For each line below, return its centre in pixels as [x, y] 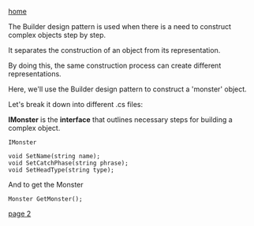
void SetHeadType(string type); [61, 170]
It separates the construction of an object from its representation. [114, 50]
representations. [35, 74]
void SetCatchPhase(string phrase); [68, 163]
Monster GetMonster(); [45, 199]
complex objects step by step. [57, 35]
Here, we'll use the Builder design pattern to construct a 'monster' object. [127, 89]
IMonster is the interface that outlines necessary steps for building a [120, 120]
